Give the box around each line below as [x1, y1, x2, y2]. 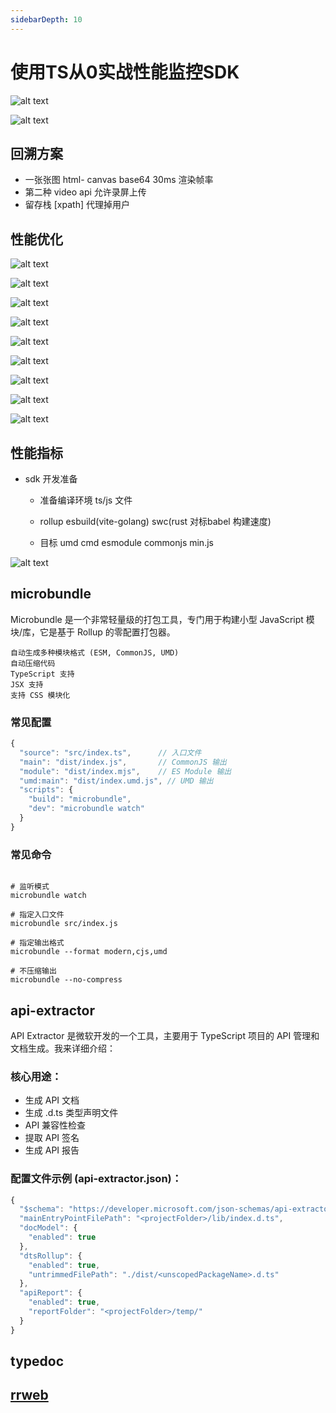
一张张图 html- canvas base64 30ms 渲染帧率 [24, 174, 214, 186]
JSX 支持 [10, 679, 44, 690]
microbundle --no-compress [10, 975, 123, 985]
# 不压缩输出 [10, 966, 57, 976]
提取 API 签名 [24, 1132, 80, 1144]
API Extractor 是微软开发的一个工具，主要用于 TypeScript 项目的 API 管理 [10, 1029, 312, 1041]
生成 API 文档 [24, 1094, 80, 1106]
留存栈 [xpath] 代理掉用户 [24, 199, 130, 211]
